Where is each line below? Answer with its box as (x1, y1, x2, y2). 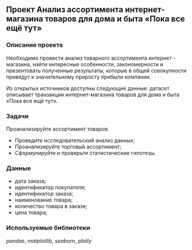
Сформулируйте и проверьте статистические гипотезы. (14, 149, 157, 156)
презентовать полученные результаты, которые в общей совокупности (6, 67, 187, 74)
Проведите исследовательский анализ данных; (14, 137, 135, 144)
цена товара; (14, 209, 48, 216)
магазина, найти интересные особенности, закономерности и (6, 60, 164, 67)
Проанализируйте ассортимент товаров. (6, 125, 109, 132)
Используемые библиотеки (6, 224, 90, 232)
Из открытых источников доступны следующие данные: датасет (6, 85, 170, 92)
